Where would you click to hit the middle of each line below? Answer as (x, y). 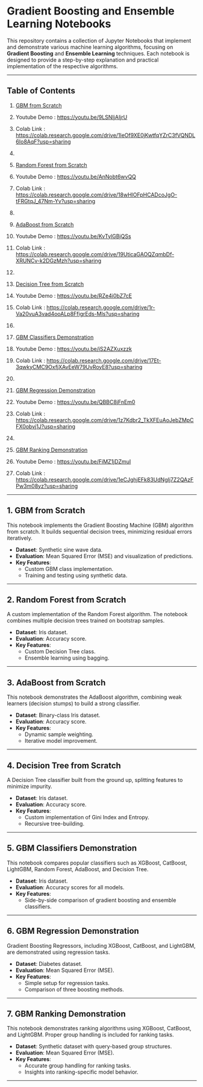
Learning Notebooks (59, 24)
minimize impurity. (30, 786)
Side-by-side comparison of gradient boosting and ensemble (100, 900)
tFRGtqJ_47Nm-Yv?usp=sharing (55, 201)
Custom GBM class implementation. (69, 569)
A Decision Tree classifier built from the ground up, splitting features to (95, 780)
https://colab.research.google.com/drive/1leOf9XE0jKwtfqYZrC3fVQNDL (105, 135)
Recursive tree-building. (55, 824)
